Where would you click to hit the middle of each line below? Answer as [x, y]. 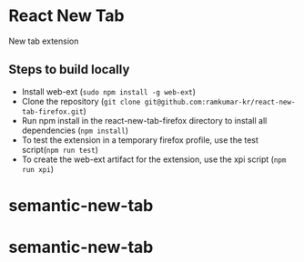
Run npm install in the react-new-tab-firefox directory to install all [144, 120]
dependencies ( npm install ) [75, 130]
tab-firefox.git [52, 111]
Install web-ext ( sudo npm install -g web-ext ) [109, 91]
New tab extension [44, 41]
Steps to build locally [69, 70]
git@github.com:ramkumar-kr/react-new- [220, 102]
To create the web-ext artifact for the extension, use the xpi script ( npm [154, 159]
